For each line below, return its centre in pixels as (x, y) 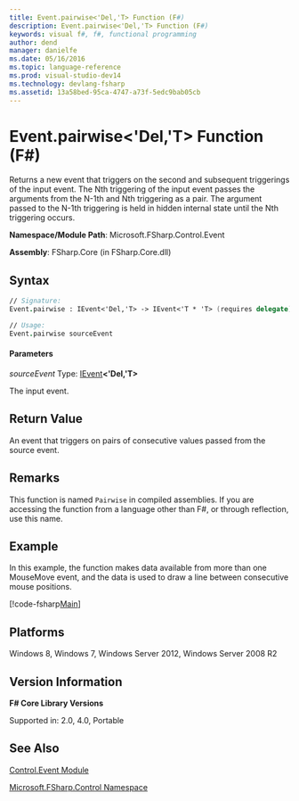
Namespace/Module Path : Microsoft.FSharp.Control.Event (117, 235)
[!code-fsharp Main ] (45, 604)
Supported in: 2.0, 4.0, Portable (67, 721)
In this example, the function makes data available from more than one (138, 568)
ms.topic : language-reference (65, 68)
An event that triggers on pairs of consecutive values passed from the (137, 440)
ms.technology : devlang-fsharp (67, 84)
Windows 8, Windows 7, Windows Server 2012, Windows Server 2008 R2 (143, 654)
